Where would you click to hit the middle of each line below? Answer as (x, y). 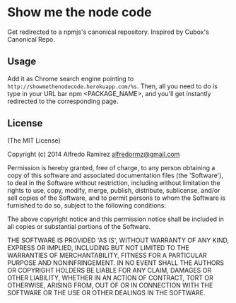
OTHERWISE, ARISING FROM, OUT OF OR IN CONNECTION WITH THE (110, 285)
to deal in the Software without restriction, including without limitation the (114, 183)
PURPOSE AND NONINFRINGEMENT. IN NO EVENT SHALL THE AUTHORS (116, 263)
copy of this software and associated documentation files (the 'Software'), (116, 175)
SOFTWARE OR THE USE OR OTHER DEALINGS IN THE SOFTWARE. (106, 292)
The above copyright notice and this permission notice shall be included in (116, 219)
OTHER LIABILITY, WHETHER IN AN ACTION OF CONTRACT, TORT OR (110, 278)
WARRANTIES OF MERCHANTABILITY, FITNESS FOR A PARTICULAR (107, 255)
